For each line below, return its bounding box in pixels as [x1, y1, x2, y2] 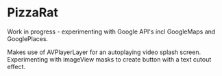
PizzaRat [7, 5, 58, 21]
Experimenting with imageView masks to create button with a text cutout [7, 55, 212, 63]
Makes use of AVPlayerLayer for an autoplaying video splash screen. [7, 48, 201, 56]
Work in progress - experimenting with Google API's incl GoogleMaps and [7, 27, 216, 36]
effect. [7, 62, 26, 71]
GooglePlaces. [7, 34, 49, 42]
